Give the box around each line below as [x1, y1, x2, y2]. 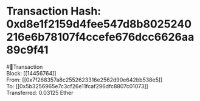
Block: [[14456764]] [6, 69, 57, 77]
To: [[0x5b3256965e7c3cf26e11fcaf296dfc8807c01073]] [6, 82, 149, 89]
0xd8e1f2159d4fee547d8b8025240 [6, 17, 192, 31]
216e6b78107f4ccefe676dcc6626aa [6, 30, 195, 44]
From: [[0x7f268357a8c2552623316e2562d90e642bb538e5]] [6, 76, 163, 83]
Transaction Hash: [6, 4, 102, 18]
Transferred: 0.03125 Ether [6, 89, 74, 96]
